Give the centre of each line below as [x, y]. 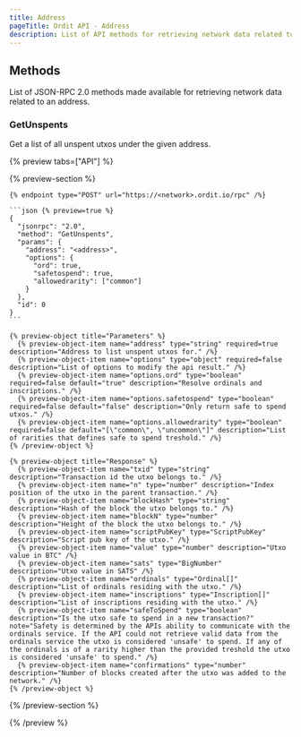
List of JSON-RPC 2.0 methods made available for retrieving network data [146, 92]
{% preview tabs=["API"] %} [61, 161]
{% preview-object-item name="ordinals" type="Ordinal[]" [128, 579]
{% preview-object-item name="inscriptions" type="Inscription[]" [144, 595]
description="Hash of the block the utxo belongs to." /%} [122, 509]
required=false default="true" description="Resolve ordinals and [136, 383]
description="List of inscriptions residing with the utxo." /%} [133, 603]
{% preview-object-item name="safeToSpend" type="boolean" [130, 611]
